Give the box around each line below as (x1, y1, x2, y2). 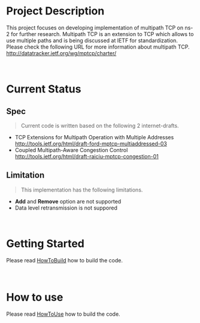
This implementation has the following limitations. (20, 186, 143, 193)
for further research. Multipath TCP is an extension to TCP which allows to (11, 30, 194, 37)
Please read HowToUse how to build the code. (6, 310, 121, 318)
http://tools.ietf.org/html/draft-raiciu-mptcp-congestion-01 (14, 152, 159, 160)
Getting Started (6, 237, 85, 250)
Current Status (6, 82, 81, 96)
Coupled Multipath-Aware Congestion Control (14, 146, 128, 154)
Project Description (6, 4, 105, 18)
